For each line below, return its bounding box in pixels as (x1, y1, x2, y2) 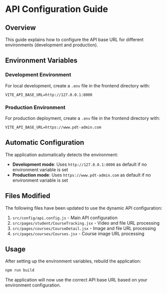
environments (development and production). (5, 42, 98, 48)
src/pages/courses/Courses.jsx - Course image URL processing (12, 231, 145, 237)
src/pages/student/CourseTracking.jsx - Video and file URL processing (12, 220, 160, 226)
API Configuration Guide (5, 3, 108, 15)
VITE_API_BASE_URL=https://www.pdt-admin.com (5, 125, 101, 130)
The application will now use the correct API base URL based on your (5, 277, 148, 283)
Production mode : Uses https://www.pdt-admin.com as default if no (12, 172, 151, 178)
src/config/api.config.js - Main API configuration (12, 215, 118, 221)
